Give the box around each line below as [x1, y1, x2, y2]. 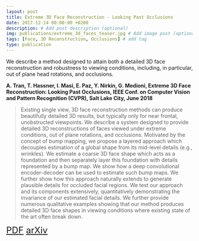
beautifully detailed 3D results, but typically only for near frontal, [20, 112, 179, 119]
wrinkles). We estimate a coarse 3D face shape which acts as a [20, 150, 176, 157]
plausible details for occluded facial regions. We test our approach [20, 181, 183, 188]
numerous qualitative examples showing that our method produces [20, 200, 184, 207]
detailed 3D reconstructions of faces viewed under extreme [20, 125, 166, 132]
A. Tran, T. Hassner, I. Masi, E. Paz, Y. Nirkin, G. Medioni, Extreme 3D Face [6, 82, 191, 89]
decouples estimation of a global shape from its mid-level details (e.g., [20, 143, 192, 151]
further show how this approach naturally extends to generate [20, 175, 172, 182]
